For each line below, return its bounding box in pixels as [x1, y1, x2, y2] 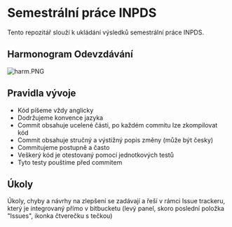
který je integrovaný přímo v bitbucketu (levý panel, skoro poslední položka [7, 205, 224, 213]
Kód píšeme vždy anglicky [17, 106, 94, 114]
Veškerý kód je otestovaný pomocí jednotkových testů [17, 151, 174, 159]
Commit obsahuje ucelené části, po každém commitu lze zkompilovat [17, 121, 218, 129]
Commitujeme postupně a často [17, 143, 110, 151]
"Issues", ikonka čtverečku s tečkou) [7, 212, 113, 220]
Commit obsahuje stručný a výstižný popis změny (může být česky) [17, 135, 214, 144]
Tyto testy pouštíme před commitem [17, 158, 123, 166]
